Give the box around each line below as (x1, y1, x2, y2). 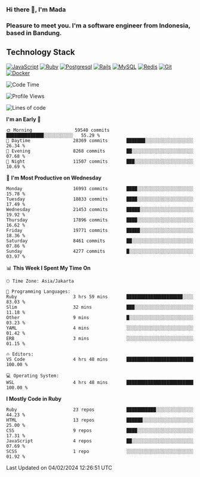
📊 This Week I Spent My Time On (6, 264, 91, 271)
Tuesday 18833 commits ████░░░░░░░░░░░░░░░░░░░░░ (6, 196, 194, 202)
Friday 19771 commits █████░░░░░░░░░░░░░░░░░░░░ (6, 227, 194, 233)
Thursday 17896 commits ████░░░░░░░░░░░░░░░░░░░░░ (6, 217, 194, 223)
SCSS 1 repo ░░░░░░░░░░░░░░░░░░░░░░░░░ (6, 448, 194, 454)
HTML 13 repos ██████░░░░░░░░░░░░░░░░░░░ (6, 417, 194, 423)
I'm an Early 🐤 (6, 116, 41, 123)
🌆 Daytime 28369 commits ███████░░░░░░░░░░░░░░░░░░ (6, 137, 194, 144)
